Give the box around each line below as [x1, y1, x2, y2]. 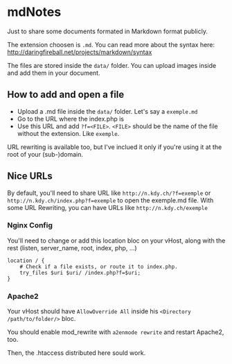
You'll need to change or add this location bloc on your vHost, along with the [7, 236, 226, 245]
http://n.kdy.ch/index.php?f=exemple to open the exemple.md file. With [7, 196, 214, 205]
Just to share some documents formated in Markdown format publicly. [7, 27, 208, 35]
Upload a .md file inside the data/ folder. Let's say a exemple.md [17, 107, 198, 115]
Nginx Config [7, 220, 53, 230]
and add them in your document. [7, 69, 100, 77]
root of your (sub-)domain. [7, 150, 84, 158]
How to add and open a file [7, 89, 125, 101]
